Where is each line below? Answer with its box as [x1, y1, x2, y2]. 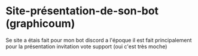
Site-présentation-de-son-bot [5, 4, 159, 18]
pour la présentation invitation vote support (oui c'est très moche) [5, 43, 167, 50]
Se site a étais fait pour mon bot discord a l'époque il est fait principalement [5, 36, 192, 43]
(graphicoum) [5, 17, 75, 30]
